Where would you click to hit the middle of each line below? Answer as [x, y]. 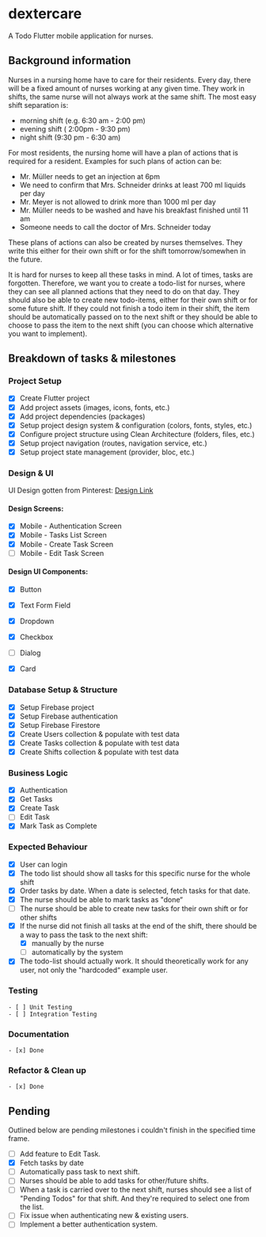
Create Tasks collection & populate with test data [99, 743]
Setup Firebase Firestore [60, 725]
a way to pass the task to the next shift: [84, 935]
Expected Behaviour [48, 847]
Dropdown [37, 621]
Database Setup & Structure [63, 690]
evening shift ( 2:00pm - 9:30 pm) [75, 128]
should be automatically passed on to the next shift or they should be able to [133, 316]
